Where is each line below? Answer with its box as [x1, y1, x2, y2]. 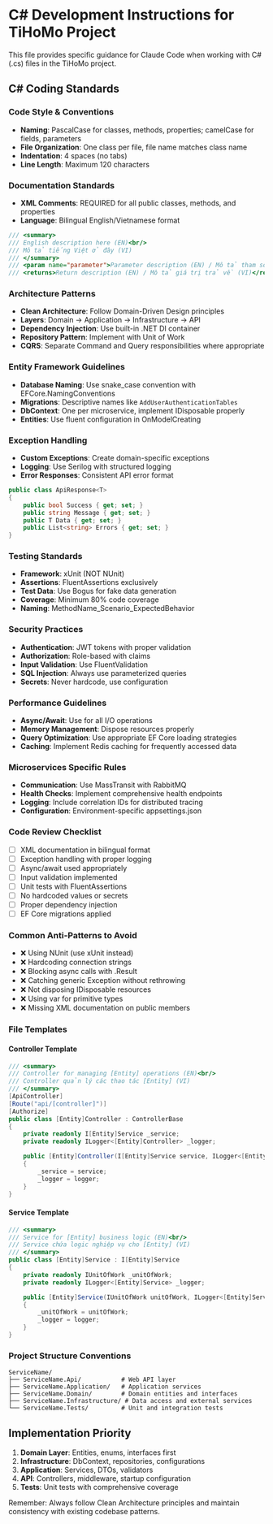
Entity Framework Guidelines [8, 362, 126, 373]
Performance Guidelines [8, 697, 107, 708]
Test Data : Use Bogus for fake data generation [19, 587, 177, 596]
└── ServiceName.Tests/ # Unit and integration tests [8, 1404, 223, 1413]
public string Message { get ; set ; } [23, 509, 151, 517]
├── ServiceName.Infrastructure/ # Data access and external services [8, 1397, 253, 1405]
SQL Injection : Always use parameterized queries [19, 668, 187, 678]
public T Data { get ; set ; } [23, 516, 122, 525]
